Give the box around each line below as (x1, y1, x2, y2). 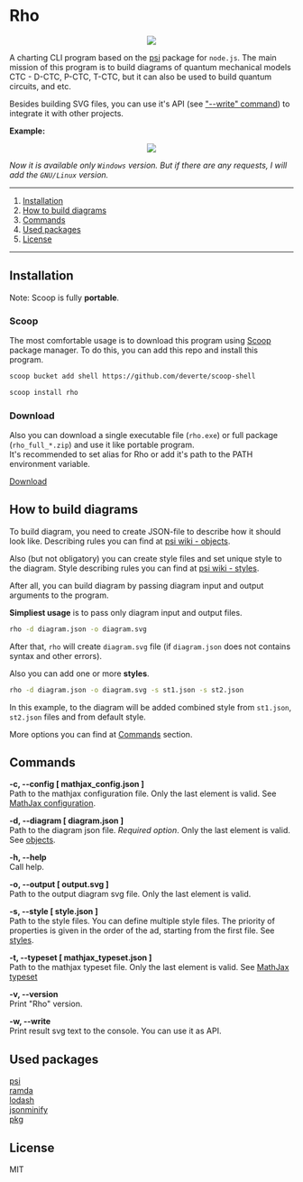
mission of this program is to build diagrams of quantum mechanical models (9, 61, 291, 72)
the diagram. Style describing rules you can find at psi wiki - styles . (9, 563, 260, 573)
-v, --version (9, 989, 59, 1000)
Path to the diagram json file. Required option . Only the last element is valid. (9, 825, 290, 836)
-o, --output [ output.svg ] (9, 879, 109, 890)
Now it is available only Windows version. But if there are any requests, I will (9, 160, 288, 170)
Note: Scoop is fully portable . (9, 292, 120, 303)
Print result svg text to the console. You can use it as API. (9, 1025, 222, 1037)
